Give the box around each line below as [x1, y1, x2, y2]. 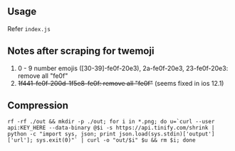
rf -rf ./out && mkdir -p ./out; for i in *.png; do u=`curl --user [7, 118, 215, 125]
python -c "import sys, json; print [7, 130, 116, 138]
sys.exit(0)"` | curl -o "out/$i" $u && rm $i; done [36, 137, 196, 144]
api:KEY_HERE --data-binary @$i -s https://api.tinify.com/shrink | [7, 124, 215, 132]
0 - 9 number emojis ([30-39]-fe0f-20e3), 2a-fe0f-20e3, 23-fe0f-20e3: [17, 64, 229, 72]
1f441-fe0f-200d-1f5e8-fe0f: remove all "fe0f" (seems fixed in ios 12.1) [17, 79, 224, 87]
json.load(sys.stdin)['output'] [118, 130, 215, 138]
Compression [7, 99, 69, 112]
